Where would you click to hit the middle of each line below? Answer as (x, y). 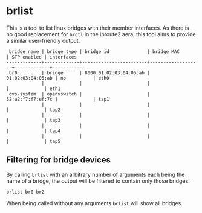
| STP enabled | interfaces (42, 57)
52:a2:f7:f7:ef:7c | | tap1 (58, 99)
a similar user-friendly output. (43, 40)
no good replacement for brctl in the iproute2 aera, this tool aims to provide (101, 34)
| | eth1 (34, 89)
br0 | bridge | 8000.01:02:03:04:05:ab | (79, 73)
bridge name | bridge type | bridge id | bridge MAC (94, 52)
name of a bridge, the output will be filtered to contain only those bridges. (98, 181)
